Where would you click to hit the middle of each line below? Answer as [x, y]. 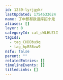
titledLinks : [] [22, 70]
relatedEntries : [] [25, 61]
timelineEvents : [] [25, 65]
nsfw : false [17, 51]
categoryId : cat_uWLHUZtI [31, 33]
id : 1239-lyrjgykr [24, 10]
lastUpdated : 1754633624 [31, 14]
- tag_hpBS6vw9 [25, 47]
